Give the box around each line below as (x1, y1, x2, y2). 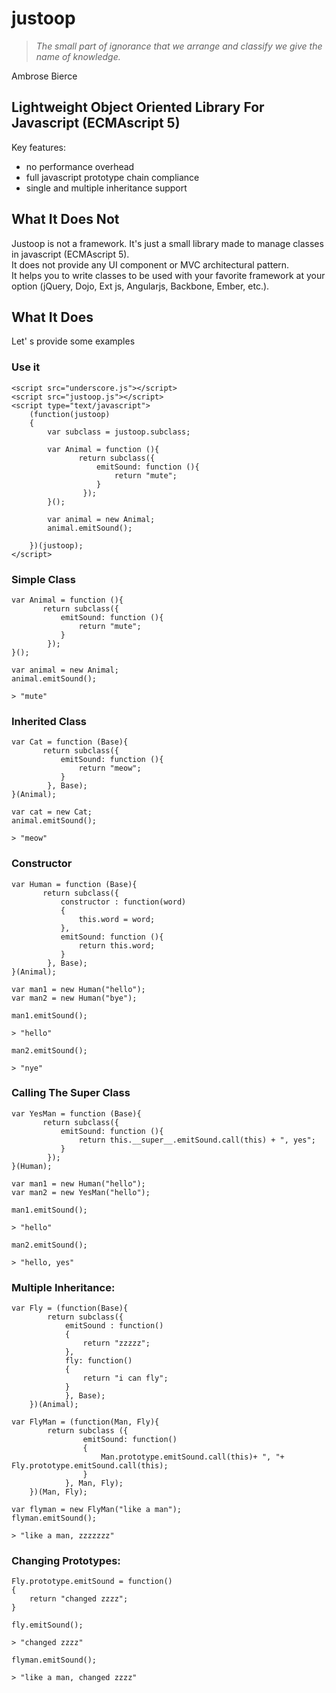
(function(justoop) (29, 409, 111, 419)
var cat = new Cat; (11, 807, 93, 817)
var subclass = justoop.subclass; (47, 427, 191, 437)
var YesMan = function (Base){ (11, 1108, 142, 1119)
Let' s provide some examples (11, 335, 136, 347)
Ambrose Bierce (11, 70, 78, 82)
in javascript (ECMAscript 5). (11, 248, 130, 260)
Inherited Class (11, 714, 87, 728)
